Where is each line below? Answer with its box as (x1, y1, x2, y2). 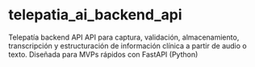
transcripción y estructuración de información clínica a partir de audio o (8, 40, 248, 50)
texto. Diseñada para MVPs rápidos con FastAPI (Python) (8, 49, 199, 59)
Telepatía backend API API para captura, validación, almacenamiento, (8, 32, 240, 42)
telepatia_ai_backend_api (8, 6, 183, 24)
